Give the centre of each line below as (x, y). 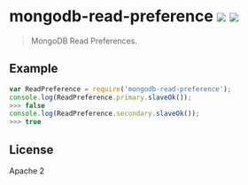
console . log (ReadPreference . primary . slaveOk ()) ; (101, 97)
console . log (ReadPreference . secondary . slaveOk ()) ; (105, 114)
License (31, 149)
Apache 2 (27, 171)
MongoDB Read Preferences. (84, 41)
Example (34, 69)
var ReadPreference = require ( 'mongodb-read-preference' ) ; (120, 89)
